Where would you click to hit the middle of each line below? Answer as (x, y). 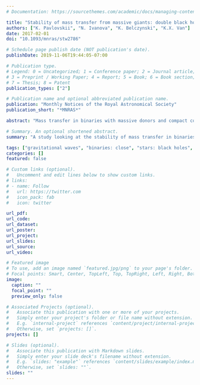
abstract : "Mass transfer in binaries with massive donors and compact (97, 121)
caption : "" (26, 285)
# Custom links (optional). (41, 170)
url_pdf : (17, 214)
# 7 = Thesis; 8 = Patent (38, 83)
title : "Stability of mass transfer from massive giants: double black (97, 22)
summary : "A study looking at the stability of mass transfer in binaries (101, 137)
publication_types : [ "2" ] (38, 88)
